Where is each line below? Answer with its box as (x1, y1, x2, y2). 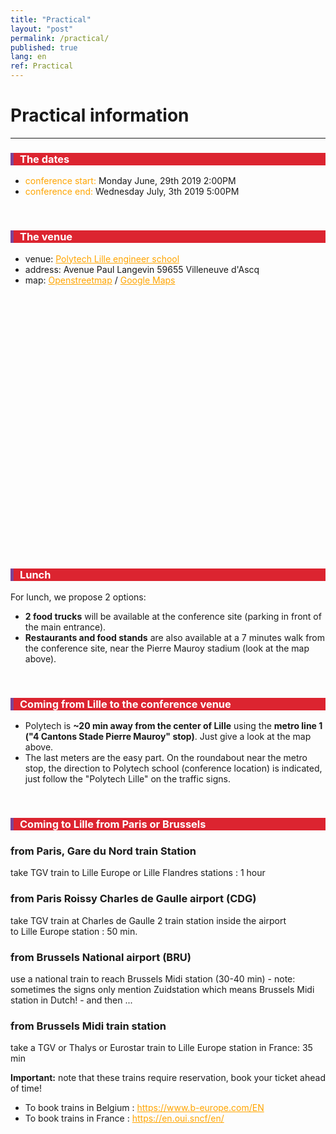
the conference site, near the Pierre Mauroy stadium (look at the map (24, 642, 310, 654)
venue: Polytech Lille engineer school (24, 252, 180, 265)
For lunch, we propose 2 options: (10, 591, 147, 603)
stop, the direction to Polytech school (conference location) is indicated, (24, 762, 323, 775)
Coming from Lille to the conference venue (19, 697, 232, 711)
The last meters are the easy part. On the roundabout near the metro (24, 752, 308, 764)
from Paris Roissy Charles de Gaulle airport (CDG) (10, 892, 257, 906)
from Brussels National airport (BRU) (10, 950, 192, 964)
